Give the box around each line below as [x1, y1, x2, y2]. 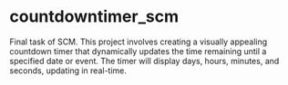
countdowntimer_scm [9, 6, 180, 27]
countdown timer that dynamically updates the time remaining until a [9, 45, 267, 56]
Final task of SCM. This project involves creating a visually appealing [9, 36, 268, 47]
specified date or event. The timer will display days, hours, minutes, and [9, 55, 280, 66]
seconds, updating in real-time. [9, 65, 128, 76]
